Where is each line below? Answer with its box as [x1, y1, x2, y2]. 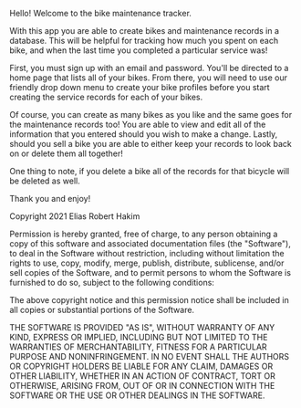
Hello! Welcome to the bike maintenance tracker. [9, 8, 192, 18]
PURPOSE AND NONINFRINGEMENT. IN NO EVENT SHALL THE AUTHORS [9, 351, 290, 361]
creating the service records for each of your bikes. [9, 91, 203, 102]
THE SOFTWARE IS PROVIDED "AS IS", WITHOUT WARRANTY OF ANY [9, 322, 275, 332]
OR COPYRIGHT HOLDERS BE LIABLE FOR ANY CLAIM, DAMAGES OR [9, 361, 274, 371]
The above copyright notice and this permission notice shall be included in [9, 295, 289, 305]
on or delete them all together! [9, 148, 123, 159]
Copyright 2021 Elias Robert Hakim [9, 211, 140, 222]
